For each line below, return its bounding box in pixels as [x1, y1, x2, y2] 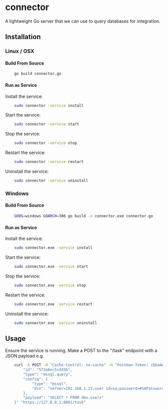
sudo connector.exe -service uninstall [14, 320, 97, 325]
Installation [5, 33, 41, 41]
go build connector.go [14, 71, 61, 76]
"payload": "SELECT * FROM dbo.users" [23, 395, 104, 400]
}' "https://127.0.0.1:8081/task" [14, 400, 86, 405]
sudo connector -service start [14, 122, 79, 127]
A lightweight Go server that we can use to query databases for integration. [5, 18, 160, 24]
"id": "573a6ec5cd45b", [23, 367, 72, 372]
